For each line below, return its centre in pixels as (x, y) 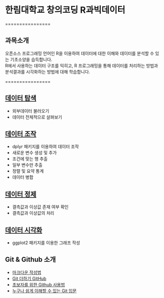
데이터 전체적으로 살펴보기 (37, 117)
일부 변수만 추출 (27, 165)
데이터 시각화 (24, 230)
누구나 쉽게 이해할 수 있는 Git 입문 (44, 291)
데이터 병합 (23, 177)
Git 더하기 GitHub (29, 278)
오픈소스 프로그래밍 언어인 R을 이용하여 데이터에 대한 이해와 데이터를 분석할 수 (80, 53)
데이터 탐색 (21, 98)
